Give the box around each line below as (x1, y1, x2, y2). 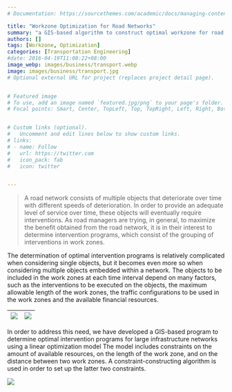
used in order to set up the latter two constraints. (7, 364, 146, 373)
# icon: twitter (7, 163, 60, 170)
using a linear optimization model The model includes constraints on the (7, 342, 212, 350)
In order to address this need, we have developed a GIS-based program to (7, 328, 219, 336)
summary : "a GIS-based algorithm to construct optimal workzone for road (7, 29, 224, 36)
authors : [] (7, 35, 41, 42)
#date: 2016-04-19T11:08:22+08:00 (7, 55, 107, 62)
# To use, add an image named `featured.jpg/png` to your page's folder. (7, 99, 224, 106)
